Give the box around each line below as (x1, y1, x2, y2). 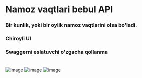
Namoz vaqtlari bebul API (5, 4, 113, 15)
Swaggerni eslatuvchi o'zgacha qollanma (5, 48, 108, 55)
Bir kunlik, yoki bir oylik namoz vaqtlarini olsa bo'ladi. (5, 22, 137, 29)
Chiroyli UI (5, 35, 31, 42)
